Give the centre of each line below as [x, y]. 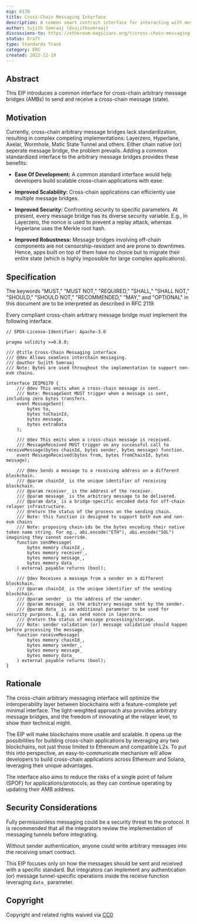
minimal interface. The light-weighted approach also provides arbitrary [91, 710]
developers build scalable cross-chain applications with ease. [89, 181]
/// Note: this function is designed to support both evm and [94, 517]
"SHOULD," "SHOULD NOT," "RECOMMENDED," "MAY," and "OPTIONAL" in [97, 298]
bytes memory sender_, [55, 645]
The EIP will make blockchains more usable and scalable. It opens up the [94, 734]
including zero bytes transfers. [47, 399]
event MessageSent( [40, 404]
